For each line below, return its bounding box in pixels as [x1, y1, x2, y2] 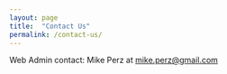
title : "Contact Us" [9, 22, 91, 31]
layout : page [9, 13, 59, 23]
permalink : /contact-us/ [9, 30, 103, 39]
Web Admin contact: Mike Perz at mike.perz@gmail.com [9, 55, 219, 66]
